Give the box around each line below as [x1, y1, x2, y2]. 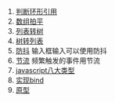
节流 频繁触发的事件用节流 [15, 56, 100, 65]
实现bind [15, 75, 45, 85]
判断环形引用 [15, 7, 57, 16]
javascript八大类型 [15, 66, 75, 75]
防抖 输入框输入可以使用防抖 [15, 46, 107, 55]
